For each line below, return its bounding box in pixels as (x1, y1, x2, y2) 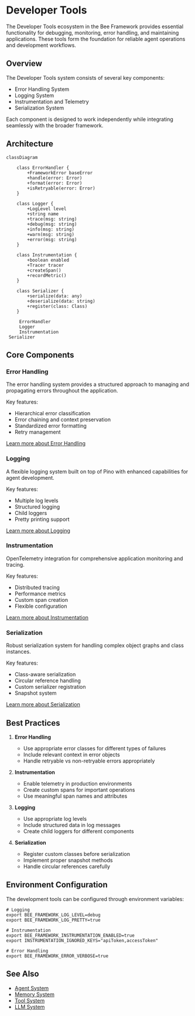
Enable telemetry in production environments (23, 780, 132, 787)
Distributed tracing (14, 584, 60, 591)
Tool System (14, 997, 45, 1004)
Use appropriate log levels (23, 815, 87, 822)
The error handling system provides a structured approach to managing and (6, 381, 189, 388)
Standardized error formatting (14, 422, 87, 429)
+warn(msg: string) (27, 231, 75, 238)
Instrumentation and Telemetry (14, 98, 89, 105)
